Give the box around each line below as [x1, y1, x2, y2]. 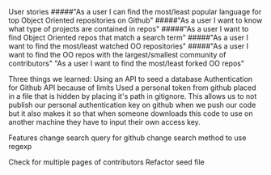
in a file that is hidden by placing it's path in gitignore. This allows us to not [8, 92, 257, 100]
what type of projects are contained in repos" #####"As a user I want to [8, 24, 249, 33]
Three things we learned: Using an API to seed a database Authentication [8, 75, 253, 83]
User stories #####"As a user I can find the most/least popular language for [8, 7, 262, 16]
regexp [8, 142, 32, 151]
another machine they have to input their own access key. [8, 117, 201, 126]
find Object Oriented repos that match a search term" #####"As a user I [8, 32, 249, 42]
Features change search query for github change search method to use [8, 133, 247, 143]
